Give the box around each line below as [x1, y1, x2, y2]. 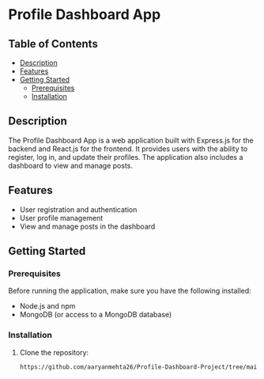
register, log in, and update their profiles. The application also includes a [8, 152, 243, 161]
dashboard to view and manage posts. [8, 161, 133, 170]
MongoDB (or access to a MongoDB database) [19, 310, 172, 320]
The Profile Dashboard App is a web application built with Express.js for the [8, 135, 255, 145]
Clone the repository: [19, 347, 89, 357]
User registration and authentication [19, 204, 138, 214]
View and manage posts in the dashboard [19, 222, 156, 231]
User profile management [19, 213, 104, 222]
